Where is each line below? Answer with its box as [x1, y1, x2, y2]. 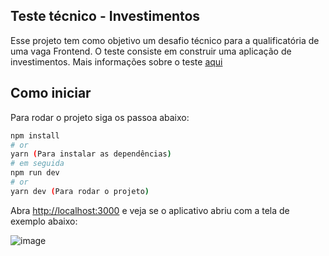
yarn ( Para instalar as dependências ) [10, 149, 172, 159]
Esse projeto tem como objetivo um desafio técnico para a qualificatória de [10, 34, 320, 46]
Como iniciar [10, 85, 92, 102]
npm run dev [10, 168, 60, 178]
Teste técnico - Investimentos [10, 8, 201, 25]
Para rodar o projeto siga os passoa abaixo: [10, 111, 190, 123]
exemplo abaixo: [10, 215, 78, 227]
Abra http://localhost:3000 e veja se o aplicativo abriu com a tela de [10, 204, 290, 216]
